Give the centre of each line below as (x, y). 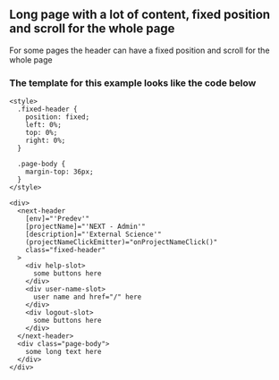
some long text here (63, 352)
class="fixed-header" (65, 250)
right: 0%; (46, 141)
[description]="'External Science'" (94, 235)
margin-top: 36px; (59, 172)
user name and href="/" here (87, 297)
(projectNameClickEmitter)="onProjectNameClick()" (122, 242)
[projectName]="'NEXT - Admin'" (85, 227)
